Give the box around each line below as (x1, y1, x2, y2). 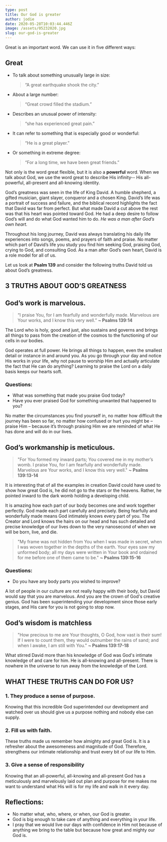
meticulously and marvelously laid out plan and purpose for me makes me (5, 778, 157, 784)
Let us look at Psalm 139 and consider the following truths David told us (5, 262, 153, 268)
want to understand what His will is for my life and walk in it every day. (5, 783, 150, 789)
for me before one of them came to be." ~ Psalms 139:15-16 (17, 555, 141, 561)
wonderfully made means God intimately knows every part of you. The (5, 513, 150, 519)
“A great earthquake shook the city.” (24, 82, 99, 88)
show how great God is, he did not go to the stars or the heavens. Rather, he (5, 487, 162, 493)
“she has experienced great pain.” (24, 121, 95, 127)
